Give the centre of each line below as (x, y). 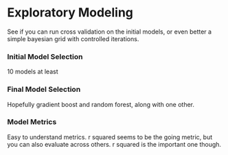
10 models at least (33, 72)
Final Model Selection (44, 89)
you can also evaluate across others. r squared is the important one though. (114, 144)
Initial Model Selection (45, 56)
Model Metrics (32, 122)
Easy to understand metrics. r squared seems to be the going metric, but (110, 137)
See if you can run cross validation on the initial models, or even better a (109, 32)
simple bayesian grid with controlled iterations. (73, 38)
